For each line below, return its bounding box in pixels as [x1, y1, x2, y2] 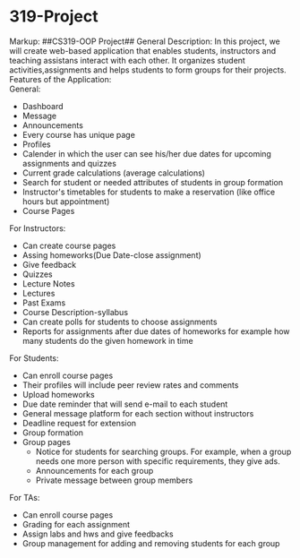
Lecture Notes [21, 278, 75, 288]
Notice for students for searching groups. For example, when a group [35, 446, 292, 457]
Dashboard [21, 100, 64, 111]
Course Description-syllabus [21, 306, 128, 317]
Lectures [21, 288, 56, 298]
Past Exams [21, 297, 66, 308]
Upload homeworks [21, 389, 96, 399]
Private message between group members [35, 475, 193, 485]
